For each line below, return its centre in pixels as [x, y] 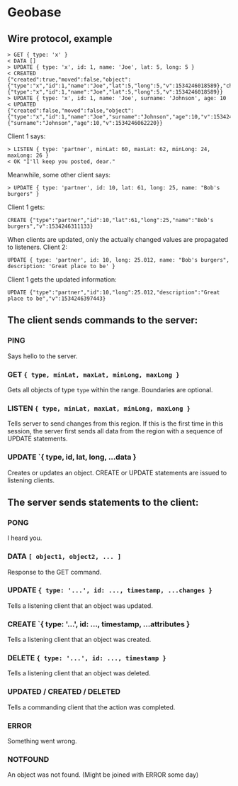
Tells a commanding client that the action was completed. [91, 707]
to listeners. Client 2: [38, 247]
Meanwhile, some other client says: [59, 175]
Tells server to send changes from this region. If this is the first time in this [115, 424]
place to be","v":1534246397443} [57, 299]
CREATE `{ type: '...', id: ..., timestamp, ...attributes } [98, 624]
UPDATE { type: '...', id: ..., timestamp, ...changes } [110, 590]
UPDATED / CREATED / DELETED [64, 692]
